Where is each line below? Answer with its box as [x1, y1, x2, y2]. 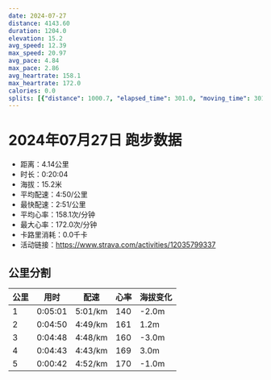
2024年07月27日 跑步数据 [8, 131, 182, 150]
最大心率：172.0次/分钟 [19, 220, 98, 229]
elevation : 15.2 [8, 34, 63, 43]
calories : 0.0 [8, 86, 56, 95]
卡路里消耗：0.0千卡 [19, 230, 88, 240]
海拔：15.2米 [19, 180, 62, 189]
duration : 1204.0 [8, 27, 67, 35]
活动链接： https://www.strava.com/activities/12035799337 [19, 240, 216, 250]
